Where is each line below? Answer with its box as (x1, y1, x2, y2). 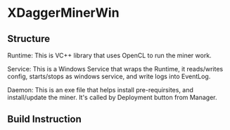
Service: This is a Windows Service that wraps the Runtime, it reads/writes (7, 65, 224, 73)
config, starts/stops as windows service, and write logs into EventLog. (7, 72, 211, 80)
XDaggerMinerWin (7, 5, 120, 21)
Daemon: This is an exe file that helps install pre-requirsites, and (7, 86, 193, 94)
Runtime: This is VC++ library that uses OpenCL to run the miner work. (7, 51, 212, 59)
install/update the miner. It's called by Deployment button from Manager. (7, 93, 217, 101)
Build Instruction (7, 113, 82, 125)
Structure (7, 33, 51, 45)
